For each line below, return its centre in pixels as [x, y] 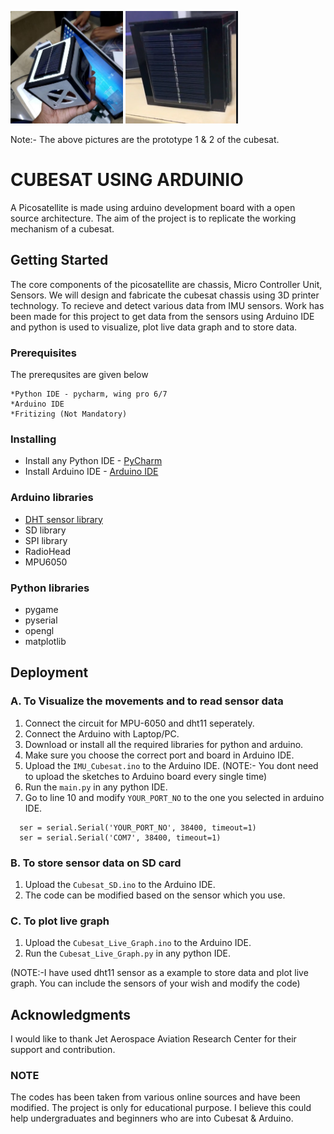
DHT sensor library [63, 519]
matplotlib [45, 641]
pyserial [41, 620]
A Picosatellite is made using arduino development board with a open [153, 207]
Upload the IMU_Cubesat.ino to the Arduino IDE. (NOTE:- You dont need [171, 765]
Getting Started [59, 260]
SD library [45, 530]
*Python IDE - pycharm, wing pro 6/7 [89, 394]
